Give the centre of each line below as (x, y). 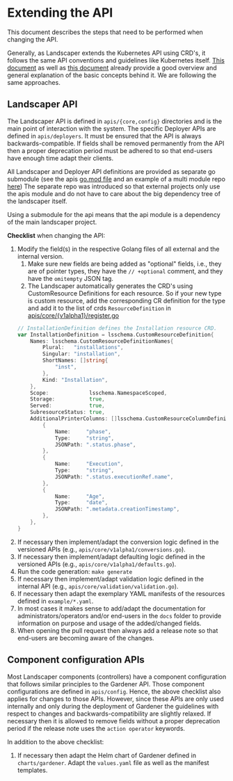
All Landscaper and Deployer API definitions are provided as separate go (111, 171)
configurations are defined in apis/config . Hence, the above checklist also (114, 691)
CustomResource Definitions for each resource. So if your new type (124, 293)
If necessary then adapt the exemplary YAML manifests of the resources (121, 593)
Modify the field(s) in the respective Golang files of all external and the (118, 249)
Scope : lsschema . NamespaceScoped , (99, 393)
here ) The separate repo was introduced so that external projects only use (114, 186)
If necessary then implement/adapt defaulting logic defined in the (111, 556)
